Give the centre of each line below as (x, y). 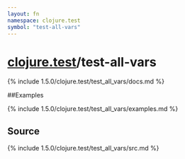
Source (24, 131)
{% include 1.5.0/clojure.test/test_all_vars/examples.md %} (93, 109)
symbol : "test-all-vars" (44, 27)
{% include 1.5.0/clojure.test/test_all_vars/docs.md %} (86, 81)
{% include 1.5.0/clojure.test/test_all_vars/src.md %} (83, 148)
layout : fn (23, 14)
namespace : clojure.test (44, 20)
